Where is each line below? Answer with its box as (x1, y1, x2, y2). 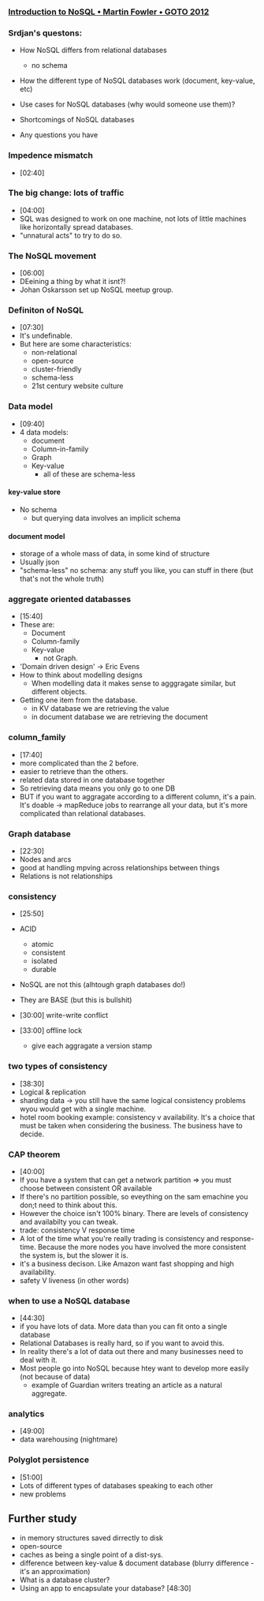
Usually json (19, 557, 60, 567)
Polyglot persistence (8, 1454, 89, 1465)
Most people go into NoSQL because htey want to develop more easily (19, 1363, 250, 1373)
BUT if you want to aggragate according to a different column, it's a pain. (19, 791, 257, 801)
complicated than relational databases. (19, 808, 146, 818)
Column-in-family (31, 444, 89, 454)
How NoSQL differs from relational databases (19, 46, 167, 55)
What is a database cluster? (19, 1575, 110, 1584)
